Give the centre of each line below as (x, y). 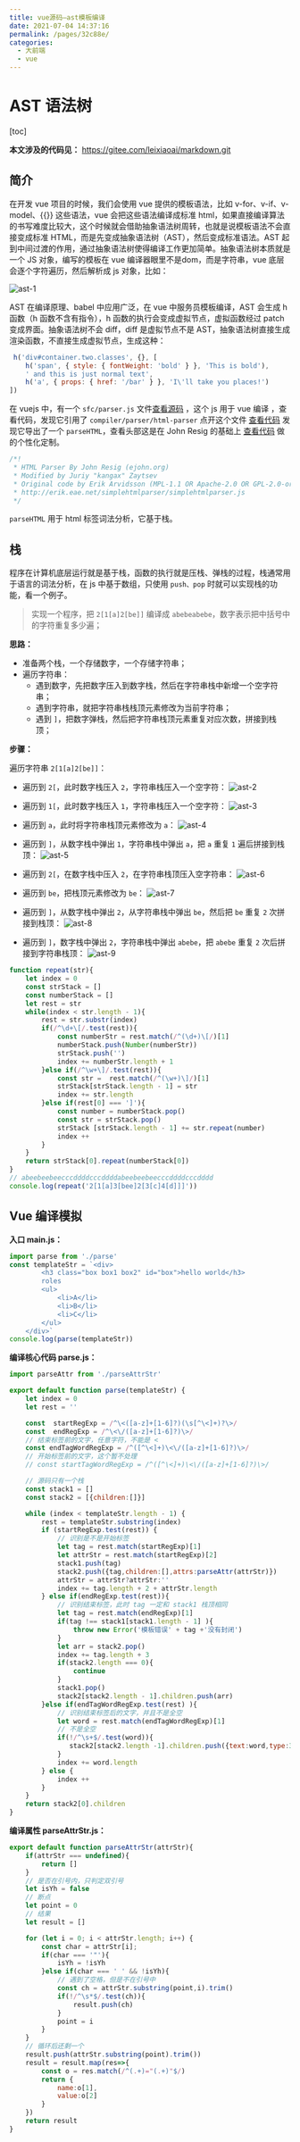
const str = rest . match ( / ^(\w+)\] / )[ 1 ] (133, 1078)
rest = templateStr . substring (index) (111, 1522)
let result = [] (56, 1922)
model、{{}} (31, 214)
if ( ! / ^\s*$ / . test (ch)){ (101, 1996)
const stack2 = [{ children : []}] (85, 1497)
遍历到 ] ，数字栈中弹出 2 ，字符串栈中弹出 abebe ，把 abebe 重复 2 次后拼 (154, 942)
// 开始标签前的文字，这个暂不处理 (81, 1456)
